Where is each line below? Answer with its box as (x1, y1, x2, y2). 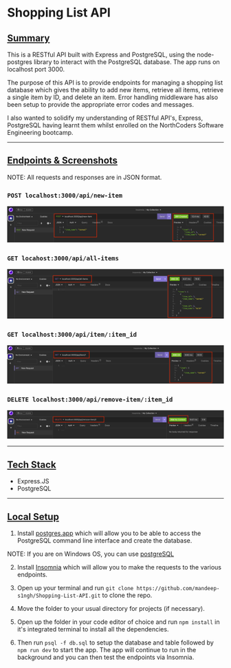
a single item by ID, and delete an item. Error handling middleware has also (7, 93, 219, 101)
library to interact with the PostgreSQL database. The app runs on (33, 58, 220, 66)
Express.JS (16, 477, 49, 486)
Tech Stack (7, 459, 56, 470)
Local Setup (7, 511, 60, 523)
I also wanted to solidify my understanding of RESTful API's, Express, (7, 114, 203, 122)
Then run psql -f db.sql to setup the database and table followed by (16, 638, 214, 647)
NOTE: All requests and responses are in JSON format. (7, 173, 162, 181)
